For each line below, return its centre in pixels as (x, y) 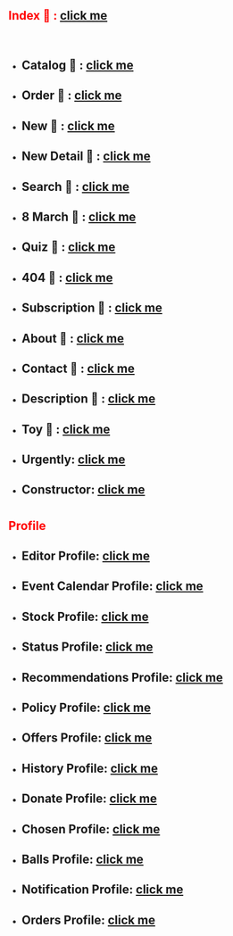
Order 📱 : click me (71, 96)
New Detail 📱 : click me (86, 157)
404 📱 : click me (67, 277)
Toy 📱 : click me (66, 429)
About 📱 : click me (73, 338)
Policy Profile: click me (86, 708)
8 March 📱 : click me (79, 216)
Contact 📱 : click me (78, 368)
